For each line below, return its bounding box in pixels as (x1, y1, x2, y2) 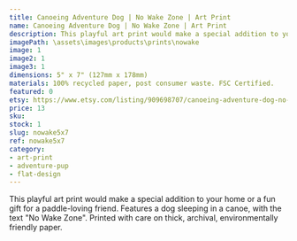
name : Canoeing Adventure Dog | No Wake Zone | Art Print (9, 21, 227, 30)
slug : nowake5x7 (9, 128, 69, 137)
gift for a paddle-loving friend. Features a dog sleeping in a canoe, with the (9, 203, 282, 214)
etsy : (9, 95, 29, 105)
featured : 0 (9, 87, 53, 96)
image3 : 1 (9, 63, 46, 72)
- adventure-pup (9, 161, 69, 170)
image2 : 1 (9, 54, 46, 63)
